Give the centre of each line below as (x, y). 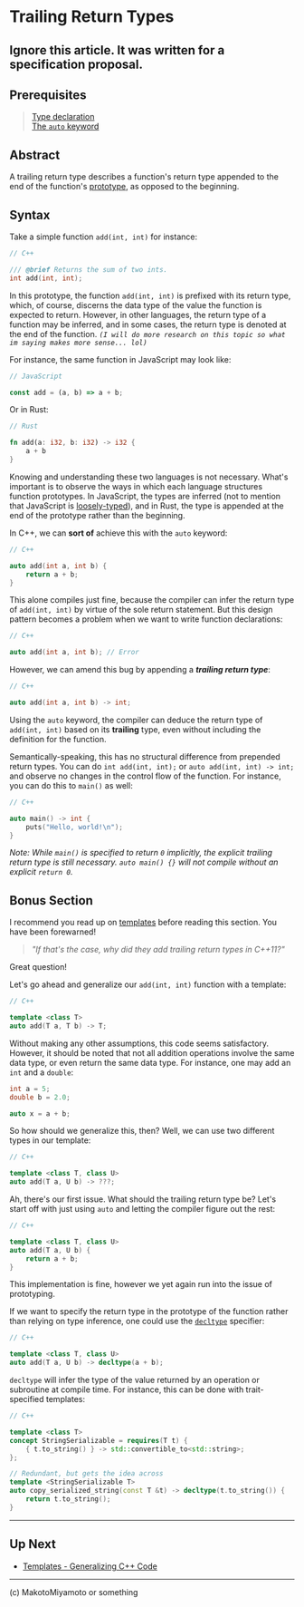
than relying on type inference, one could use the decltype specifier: (137, 1321)
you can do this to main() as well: (71, 785)
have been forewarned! (53, 932)
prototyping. (33, 1294)
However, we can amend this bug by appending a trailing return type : (140, 670)
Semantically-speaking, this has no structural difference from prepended (145, 756)
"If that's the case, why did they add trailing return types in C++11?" (158, 950)
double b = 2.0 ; (40, 1097)
